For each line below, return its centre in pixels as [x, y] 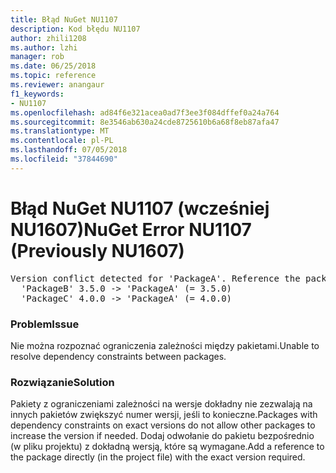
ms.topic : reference [53, 76]
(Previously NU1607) [97, 250]
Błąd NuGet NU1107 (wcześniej [140, 208]
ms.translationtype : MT [60, 131]
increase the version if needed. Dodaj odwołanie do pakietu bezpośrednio [162, 436]
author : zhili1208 [48, 38]
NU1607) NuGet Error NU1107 [131, 229]
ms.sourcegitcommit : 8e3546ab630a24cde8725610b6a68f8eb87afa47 [145, 122]
